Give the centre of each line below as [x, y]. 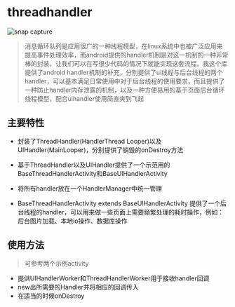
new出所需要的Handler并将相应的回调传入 [78, 287]
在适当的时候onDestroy [51, 296]
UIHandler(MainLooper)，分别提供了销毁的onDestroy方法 [100, 150]
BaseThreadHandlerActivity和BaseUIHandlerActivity [93, 173]
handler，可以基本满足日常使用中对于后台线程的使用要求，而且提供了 [125, 81]
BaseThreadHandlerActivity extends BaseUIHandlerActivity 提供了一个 [119, 203]
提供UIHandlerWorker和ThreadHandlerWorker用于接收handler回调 [113, 278]
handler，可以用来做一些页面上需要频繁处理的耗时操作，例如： [133, 212]
